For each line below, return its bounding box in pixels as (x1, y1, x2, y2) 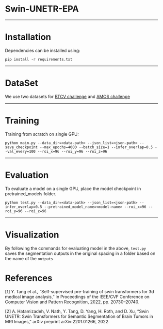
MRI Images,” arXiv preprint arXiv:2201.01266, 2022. (5, 318, 110, 324)
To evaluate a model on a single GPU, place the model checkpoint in (5, 186, 141, 191)
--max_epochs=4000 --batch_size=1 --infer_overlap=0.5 (39, 144, 153, 150)
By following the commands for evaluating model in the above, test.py (5, 245, 147, 251)
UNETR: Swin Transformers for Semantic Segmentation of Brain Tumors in (5, 313, 154, 319)
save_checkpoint (5, 144, 38, 150)
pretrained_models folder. (5, 190, 57, 197)
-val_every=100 (5, 149, 36, 154)
